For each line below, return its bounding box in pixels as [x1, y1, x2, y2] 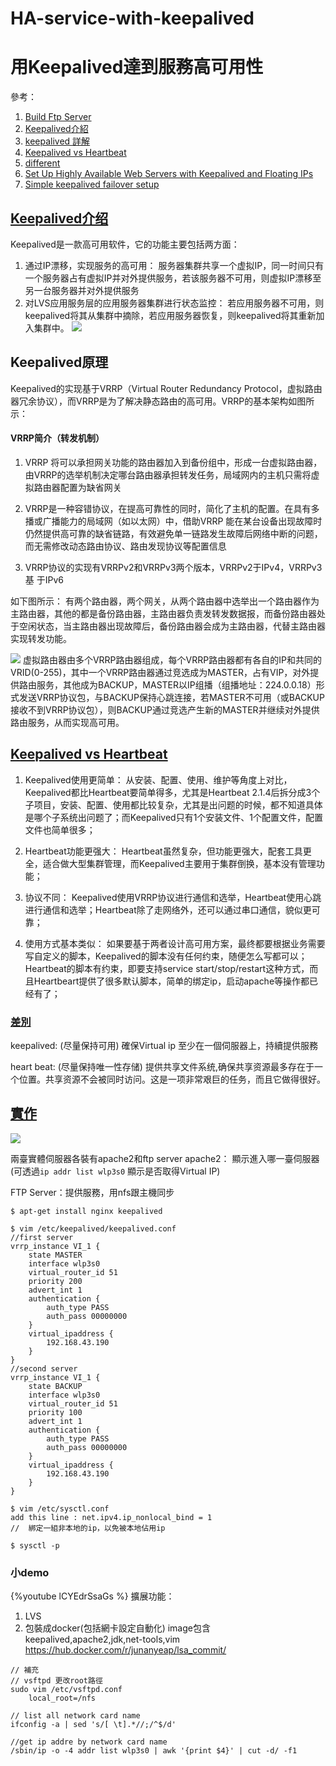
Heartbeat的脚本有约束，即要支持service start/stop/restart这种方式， [24, 962, 310, 974]
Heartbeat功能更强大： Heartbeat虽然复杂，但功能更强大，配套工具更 [24, 845, 312, 857]
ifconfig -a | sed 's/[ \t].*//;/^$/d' [10, 1720, 177, 1730]
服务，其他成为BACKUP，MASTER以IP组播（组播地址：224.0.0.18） [36, 678, 317, 691]
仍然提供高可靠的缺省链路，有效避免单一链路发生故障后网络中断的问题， [24, 527, 323, 539]
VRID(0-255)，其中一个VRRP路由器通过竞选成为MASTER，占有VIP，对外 [10, 666, 311, 678]
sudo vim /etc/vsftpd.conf [10, 1685, 123, 1695]
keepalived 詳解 [24, 135, 91, 147]
